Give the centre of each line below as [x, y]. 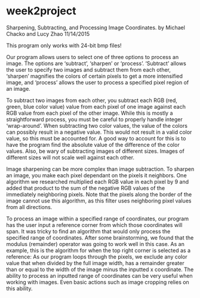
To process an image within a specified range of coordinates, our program [98, 219]
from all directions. [29, 207]
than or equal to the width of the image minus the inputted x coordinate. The [100, 269]
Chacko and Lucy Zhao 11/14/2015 [48, 33]
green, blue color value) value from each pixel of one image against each [96, 106]
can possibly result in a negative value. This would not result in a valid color [99, 132]
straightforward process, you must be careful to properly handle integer [95, 119]
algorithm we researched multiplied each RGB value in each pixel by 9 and [98, 182]
